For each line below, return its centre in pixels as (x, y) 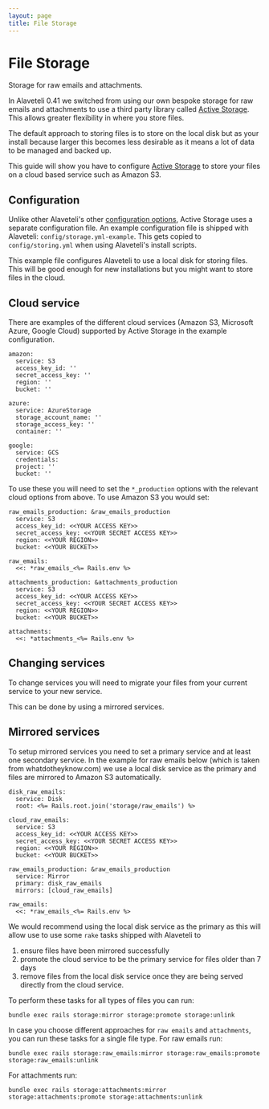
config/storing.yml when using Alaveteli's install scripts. (103, 245)
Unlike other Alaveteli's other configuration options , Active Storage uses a (130, 220)
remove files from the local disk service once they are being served (131, 976)
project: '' (36, 467)
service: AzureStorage (53, 411)
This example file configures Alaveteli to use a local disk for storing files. (128, 261)
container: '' (39, 432)
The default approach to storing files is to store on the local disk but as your (134, 133)
